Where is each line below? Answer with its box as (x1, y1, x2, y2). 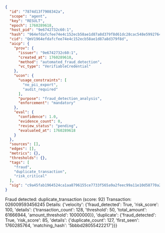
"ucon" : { (14, 73, 34, 78)
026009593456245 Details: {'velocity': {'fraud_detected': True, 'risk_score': (5, 202, 159, 207)
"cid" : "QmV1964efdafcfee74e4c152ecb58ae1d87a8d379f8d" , (9, 37, 129, 42)
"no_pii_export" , (23, 82, 58, 87)
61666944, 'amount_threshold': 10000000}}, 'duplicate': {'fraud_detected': (5, 212, 156, 218)
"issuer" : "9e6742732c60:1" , (18, 50, 78, 55)
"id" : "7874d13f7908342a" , (9, 9, 65, 14)
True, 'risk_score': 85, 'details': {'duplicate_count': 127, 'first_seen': (5, 217, 140, 223)
